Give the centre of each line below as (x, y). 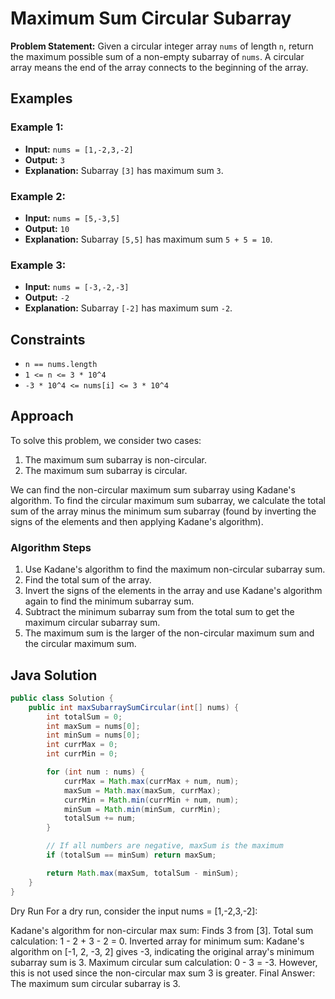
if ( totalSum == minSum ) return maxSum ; (131, 855)
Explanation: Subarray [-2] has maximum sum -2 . (128, 308)
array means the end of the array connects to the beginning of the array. (159, 67)
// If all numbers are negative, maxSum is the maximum (165, 846)
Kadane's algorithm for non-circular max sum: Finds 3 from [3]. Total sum (162, 930)
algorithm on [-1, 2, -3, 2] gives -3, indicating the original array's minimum (162, 951)
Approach (42, 416)
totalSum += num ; (100, 818)
